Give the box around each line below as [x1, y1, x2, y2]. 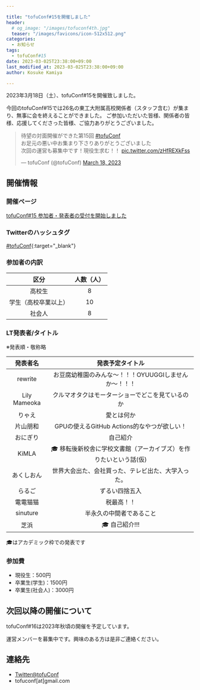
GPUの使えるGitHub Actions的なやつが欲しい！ [54, 422, 187, 430]
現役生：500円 [14, 572, 51, 579]
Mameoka [12, 398, 41, 407]
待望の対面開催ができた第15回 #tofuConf [20, 132, 121, 139]
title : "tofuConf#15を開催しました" [6, 14, 91, 20]
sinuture [15, 508, 39, 517]
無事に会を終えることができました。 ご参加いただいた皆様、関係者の [16, 112, 185, 119]
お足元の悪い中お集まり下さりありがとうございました [20, 140, 152, 147]
